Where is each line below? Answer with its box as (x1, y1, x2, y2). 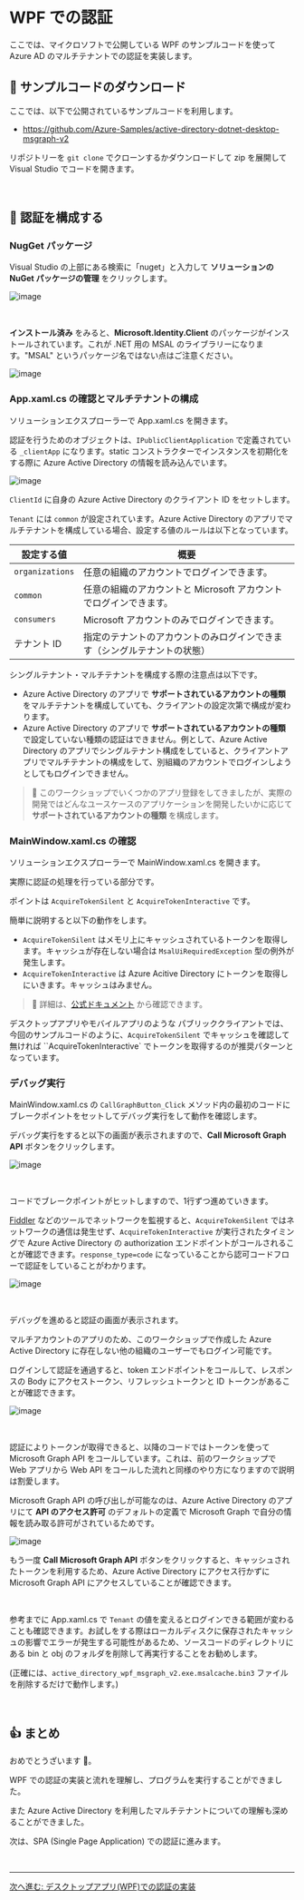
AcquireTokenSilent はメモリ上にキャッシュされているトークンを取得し (22, 935, 289, 945)
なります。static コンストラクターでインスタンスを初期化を (70, 446, 290, 456)
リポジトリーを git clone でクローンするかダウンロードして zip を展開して (9, 152, 288, 162)
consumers (14, 613, 56, 624)
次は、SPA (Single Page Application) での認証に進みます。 (9, 1836, 226, 1846)
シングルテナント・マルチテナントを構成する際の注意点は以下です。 (9, 669, 262, 680)
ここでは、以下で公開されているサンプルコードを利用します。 (9, 105, 238, 116)
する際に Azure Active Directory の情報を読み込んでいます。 (9, 456, 233, 467)
